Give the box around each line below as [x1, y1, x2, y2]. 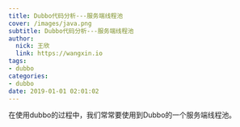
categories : [8, 72, 48, 80]
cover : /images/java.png [8, 19, 92, 28]
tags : [8, 57, 27, 66]
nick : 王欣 [15, 42, 50, 50]
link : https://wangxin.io [15, 49, 103, 57]
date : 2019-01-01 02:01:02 [8, 87, 99, 95]
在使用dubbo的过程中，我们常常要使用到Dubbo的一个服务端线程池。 [8, 110, 237, 120]
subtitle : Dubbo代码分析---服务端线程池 [8, 27, 134, 35]
